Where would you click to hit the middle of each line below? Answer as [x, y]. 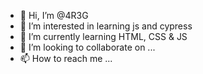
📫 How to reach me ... [66, 58]
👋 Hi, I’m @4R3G [54, 15]
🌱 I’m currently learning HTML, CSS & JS [103, 36]
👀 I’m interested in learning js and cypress [106, 26]
